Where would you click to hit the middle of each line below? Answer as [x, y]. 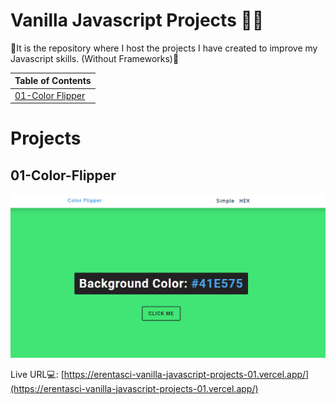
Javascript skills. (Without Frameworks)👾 [95, 58]
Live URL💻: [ [37, 374]
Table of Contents [53, 81]
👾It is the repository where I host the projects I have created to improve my [164, 48]
